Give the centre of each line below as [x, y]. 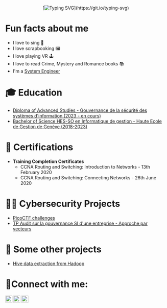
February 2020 [36, 172]
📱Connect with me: [47, 284]
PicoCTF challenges [34, 218]
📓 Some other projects [54, 249]
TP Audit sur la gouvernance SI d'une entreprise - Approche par [80, 223]
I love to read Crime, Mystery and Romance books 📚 [68, 63]
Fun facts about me [47, 29]
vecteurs [22, 229]
